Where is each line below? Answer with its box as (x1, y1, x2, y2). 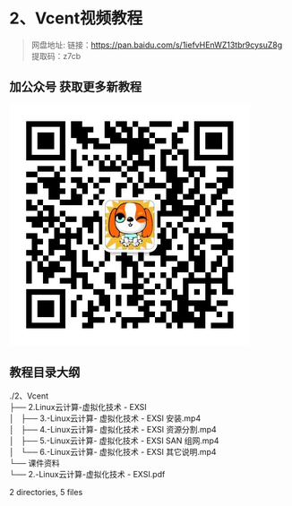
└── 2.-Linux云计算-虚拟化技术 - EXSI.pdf (9, 468, 166, 479)
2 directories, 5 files (9, 486, 83, 497)
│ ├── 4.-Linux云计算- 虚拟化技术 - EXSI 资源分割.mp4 (9, 424, 217, 434)
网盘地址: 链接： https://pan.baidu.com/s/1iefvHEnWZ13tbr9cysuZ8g (30, 39, 283, 50)
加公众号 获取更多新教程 (9, 80, 142, 95)
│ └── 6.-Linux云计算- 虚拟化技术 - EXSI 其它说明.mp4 (9, 446, 217, 457)
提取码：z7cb (30, 50, 82, 61)
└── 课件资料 (9, 458, 60, 468)
